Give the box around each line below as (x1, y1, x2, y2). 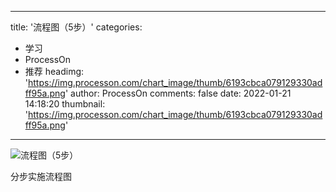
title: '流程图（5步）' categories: (10, 21, 143, 33)
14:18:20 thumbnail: (24, 98, 106, 110)
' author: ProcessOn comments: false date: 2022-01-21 (64, 87, 292, 99)
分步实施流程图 (10, 171, 72, 182)
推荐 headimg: (24, 66, 85, 77)
